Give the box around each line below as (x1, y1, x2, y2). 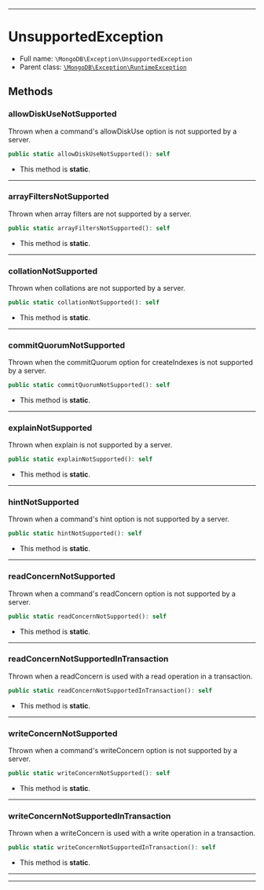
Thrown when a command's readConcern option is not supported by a (8, 589, 236, 598)
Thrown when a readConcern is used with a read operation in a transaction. (8, 671, 253, 681)
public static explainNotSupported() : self (8, 455, 153, 464)
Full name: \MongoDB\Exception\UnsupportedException (19, 53, 192, 63)
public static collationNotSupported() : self (8, 298, 159, 307)
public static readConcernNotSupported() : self (8, 612, 167, 620)
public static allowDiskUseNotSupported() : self (8, 150, 170, 158)
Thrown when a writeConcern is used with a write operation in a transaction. (8, 829, 256, 838)
